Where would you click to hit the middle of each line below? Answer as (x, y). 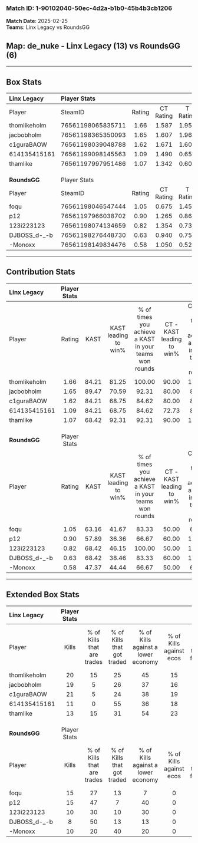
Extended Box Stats (43, 595)
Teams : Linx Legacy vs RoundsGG (48, 27)
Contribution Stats (41, 272)
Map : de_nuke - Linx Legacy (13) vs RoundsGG (93, 46)
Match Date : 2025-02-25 (37, 21)
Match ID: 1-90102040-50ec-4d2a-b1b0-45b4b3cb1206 (89, 8)
